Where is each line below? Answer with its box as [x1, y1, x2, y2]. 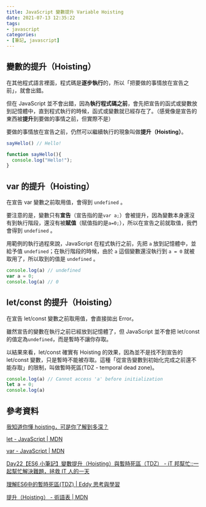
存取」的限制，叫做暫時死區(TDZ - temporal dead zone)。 [11, 364, 158, 371]
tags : [6, 20, 20, 26]
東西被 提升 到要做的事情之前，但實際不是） [6, 115, 114, 122]
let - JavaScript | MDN [6, 435, 63, 443]
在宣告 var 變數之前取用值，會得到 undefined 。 [6, 198, 126, 206]
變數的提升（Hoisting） [6, 62, 96, 72]
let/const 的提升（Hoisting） [6, 298, 117, 308]
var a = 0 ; [6, 273, 34, 279]
